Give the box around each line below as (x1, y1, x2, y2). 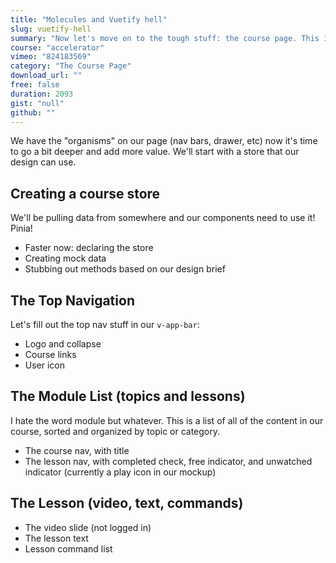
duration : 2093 (10, 89, 74, 99)
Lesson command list (24, 542, 113, 555)
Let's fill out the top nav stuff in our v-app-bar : (10, 319, 200, 330)
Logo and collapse (24, 338, 102, 350)
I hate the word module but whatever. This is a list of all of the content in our (10, 414, 324, 426)
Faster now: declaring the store (24, 242, 154, 254)
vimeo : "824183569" (10, 52, 92, 62)
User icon (24, 359, 66, 371)
